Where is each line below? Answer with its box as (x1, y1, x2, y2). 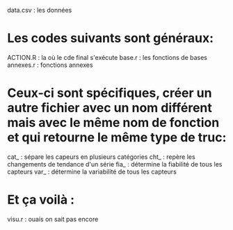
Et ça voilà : (7, 192, 75, 208)
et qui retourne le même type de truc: (7, 130, 227, 146)
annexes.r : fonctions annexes (7, 61, 93, 69)
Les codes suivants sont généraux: (7, 31, 214, 46)
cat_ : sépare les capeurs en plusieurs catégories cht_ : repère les (7, 153, 196, 161)
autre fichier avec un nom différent (7, 100, 212, 116)
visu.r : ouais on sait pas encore (7, 215, 99, 223)
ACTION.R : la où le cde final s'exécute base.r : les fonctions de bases (7, 53, 207, 61)
